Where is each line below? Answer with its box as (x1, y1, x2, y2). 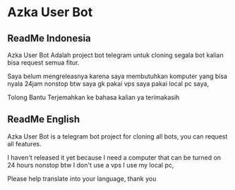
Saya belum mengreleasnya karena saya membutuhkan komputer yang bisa (7, 72, 228, 80)
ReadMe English (7, 113, 80, 125)
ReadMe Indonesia (7, 32, 92, 44)
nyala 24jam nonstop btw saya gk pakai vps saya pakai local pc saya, (7, 80, 210, 88)
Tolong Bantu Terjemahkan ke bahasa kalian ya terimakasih (7, 93, 180, 101)
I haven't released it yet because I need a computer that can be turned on (7, 153, 221, 162)
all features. (7, 139, 42, 148)
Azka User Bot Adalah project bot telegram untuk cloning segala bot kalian (7, 51, 224, 59)
